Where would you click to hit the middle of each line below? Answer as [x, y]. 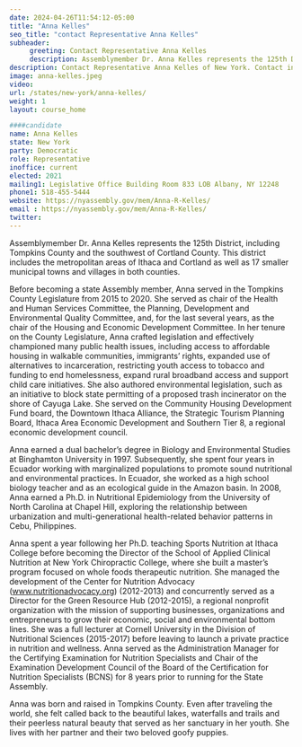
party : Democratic [44, 151]
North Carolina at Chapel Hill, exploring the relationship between [129, 506]
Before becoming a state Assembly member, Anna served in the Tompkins [147, 289]
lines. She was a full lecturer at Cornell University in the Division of [133, 628]
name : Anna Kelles [44, 134]
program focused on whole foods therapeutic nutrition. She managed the [145, 572]
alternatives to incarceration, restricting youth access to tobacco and [137, 365]
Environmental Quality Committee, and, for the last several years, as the [142, 317]
